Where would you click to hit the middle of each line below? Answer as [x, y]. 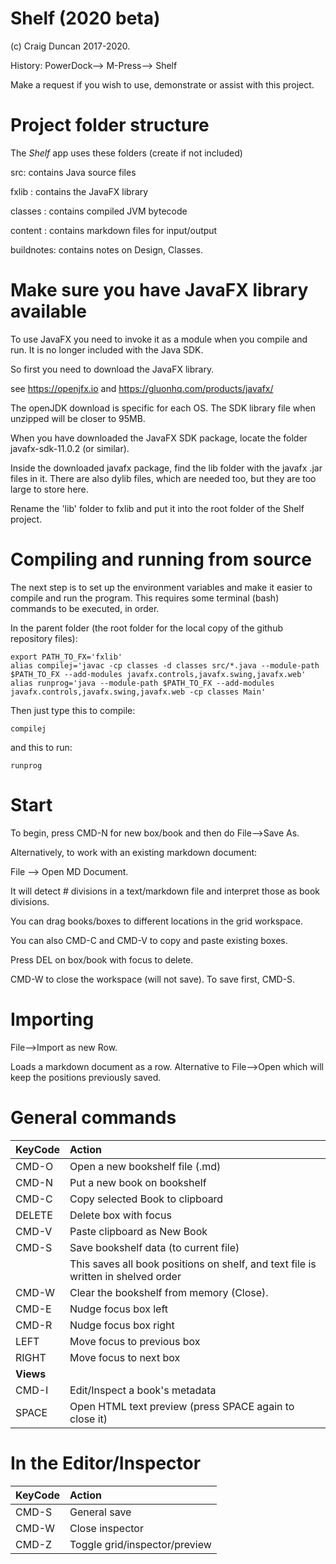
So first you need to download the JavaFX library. [112, 369]
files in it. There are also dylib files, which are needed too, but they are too [163, 478]
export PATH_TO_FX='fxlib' [66, 657]
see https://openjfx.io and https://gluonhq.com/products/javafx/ [142, 388]
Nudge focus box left [119, 1309]
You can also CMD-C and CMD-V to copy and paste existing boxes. [149, 940]
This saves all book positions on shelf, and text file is [193, 1264]
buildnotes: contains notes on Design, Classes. [106, 249]
